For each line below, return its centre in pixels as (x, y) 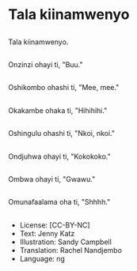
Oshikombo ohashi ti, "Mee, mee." (64, 88)
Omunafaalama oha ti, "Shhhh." (59, 202)
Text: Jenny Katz (47, 233)
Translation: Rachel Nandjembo (71, 250)
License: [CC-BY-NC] (55, 225)
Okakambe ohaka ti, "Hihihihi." (58, 110)
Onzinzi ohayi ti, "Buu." (46, 64)
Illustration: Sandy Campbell (66, 242)
